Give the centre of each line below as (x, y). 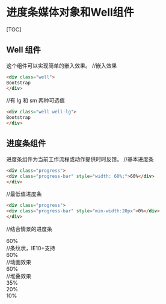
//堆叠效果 (19, 276)
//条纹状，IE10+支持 (31, 249)
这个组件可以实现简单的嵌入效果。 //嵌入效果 (62, 65)
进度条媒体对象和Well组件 (70, 12)
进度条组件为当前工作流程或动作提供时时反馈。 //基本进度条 (80, 159)
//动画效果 (19, 262)
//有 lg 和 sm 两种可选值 (35, 101)
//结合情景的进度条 (29, 229)
